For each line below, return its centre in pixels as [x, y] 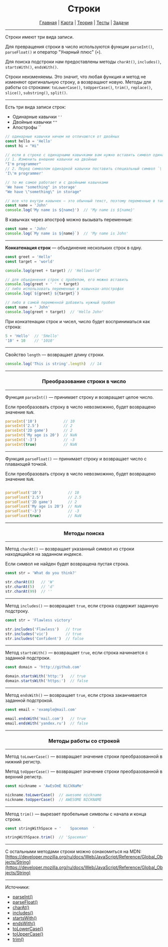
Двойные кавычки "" [35, 122]
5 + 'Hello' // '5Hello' [32, 336]
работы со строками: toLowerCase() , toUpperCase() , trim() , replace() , [79, 87]
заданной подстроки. [28, 658]
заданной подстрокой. [29, 700]
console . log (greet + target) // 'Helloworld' [53, 271]
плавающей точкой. [26, 464]
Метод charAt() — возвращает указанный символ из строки [70, 549]
